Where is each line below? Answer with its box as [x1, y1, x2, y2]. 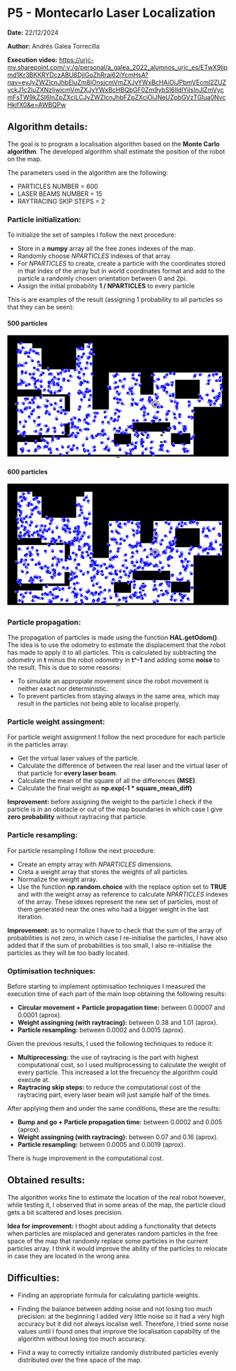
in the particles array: [7, 740, 69, 749]
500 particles [7, 319, 48, 327]
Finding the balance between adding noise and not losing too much [17, 1304, 213, 1312]
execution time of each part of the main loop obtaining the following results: [7, 990, 227, 998]
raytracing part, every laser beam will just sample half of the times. [17, 1090, 211, 1099]
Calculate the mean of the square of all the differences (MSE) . [17, 777, 197, 785]
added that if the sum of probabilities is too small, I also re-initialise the [7, 941, 212, 949]
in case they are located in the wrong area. [7, 1251, 131, 1260]
